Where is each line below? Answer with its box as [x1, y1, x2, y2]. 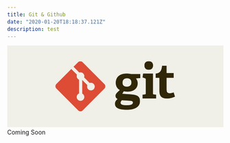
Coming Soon [7, 128, 46, 137]
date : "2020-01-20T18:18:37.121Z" [7, 18, 106, 25]
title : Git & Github [7, 11, 67, 18]
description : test [7, 25, 60, 32]
